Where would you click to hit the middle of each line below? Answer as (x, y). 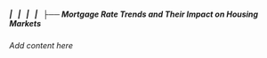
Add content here (41, 45)
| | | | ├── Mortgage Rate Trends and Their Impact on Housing (134, 14)
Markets (25, 23)
